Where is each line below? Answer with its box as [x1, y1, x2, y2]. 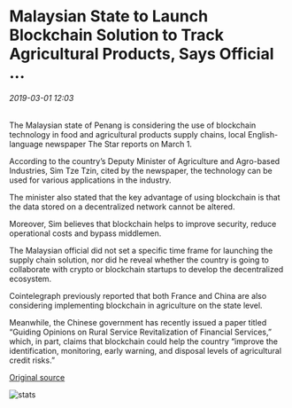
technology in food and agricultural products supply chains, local [9, 129, 246, 140]
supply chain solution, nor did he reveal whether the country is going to [9, 255, 270, 265]
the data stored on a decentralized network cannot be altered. [9, 201, 235, 212]
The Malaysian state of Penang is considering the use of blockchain [9, 120, 257, 130]
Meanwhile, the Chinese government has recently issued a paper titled [9, 318, 267, 328]
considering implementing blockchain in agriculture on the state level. [9, 300, 263, 311]
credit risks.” [9, 355, 56, 365]
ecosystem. [9, 273, 52, 285]
